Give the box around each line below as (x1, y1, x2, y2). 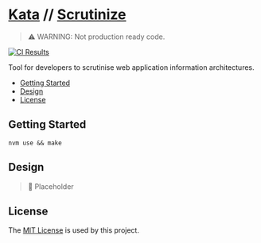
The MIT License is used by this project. (8, 226, 139, 235)
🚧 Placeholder (27, 181, 74, 191)
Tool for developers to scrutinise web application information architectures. (8, 62, 255, 72)
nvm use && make (8, 139, 62, 147)
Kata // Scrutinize (8, 6, 127, 24)
